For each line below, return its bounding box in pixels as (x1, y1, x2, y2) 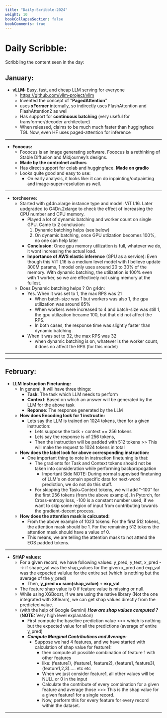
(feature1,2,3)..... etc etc (42, 665, 91, 671)
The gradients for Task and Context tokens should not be (34, 460, 152, 466)
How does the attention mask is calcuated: (19, 513, 110, 519)
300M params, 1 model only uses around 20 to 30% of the (27, 264, 147, 270)
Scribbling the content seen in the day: (5, 59, 84, 65)
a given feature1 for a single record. (42, 692, 115, 698)
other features (42, 655, 71, 661)
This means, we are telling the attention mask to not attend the (27, 534, 156, 540)
